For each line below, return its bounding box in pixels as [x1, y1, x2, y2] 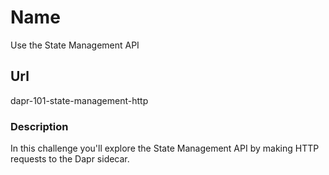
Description [10, 119, 69, 133]
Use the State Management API [10, 39, 140, 51]
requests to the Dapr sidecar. [10, 153, 130, 165]
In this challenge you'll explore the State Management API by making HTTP [10, 142, 320, 155]
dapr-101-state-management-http [10, 94, 149, 106]
